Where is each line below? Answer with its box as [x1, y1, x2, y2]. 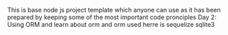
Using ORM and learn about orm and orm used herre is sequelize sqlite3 [7, 21, 215, 28]
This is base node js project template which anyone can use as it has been [7, 6, 221, 14]
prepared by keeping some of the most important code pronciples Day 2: [7, 13, 217, 21]
